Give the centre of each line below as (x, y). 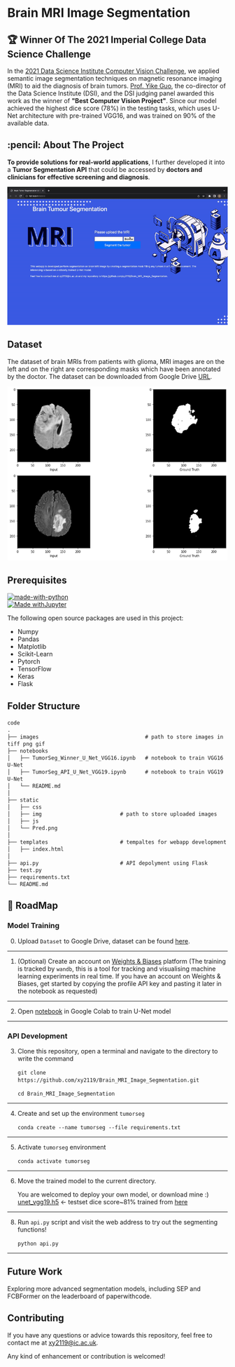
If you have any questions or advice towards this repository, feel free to (110, 1335)
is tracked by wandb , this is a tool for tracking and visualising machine (116, 969)
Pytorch (29, 661)
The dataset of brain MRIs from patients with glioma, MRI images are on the (116, 361)
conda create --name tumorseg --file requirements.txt (99, 1128)
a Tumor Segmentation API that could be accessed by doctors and (105, 169)
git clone (32, 1073)
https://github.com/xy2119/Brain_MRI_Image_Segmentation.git (108, 1080)
